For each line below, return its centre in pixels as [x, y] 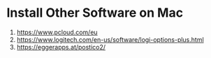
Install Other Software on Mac [95, 13]
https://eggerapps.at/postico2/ [61, 47]
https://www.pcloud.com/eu [57, 32]
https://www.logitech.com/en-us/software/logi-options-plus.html [110, 39]
